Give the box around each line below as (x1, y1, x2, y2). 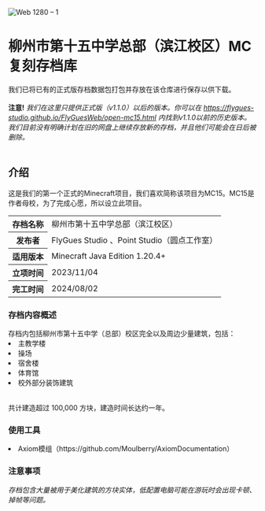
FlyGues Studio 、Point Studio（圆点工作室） (51, 235, 218, 246)
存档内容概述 (8, 309, 57, 320)
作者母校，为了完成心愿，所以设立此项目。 (8, 198, 146, 208)
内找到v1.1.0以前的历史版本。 (158, 113, 252, 122)
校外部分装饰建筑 (18, 378, 73, 387)
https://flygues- (203, 102, 254, 112)
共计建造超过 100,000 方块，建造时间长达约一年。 (8, 403, 170, 413)
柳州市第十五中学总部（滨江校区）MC (8, 38, 252, 55)
